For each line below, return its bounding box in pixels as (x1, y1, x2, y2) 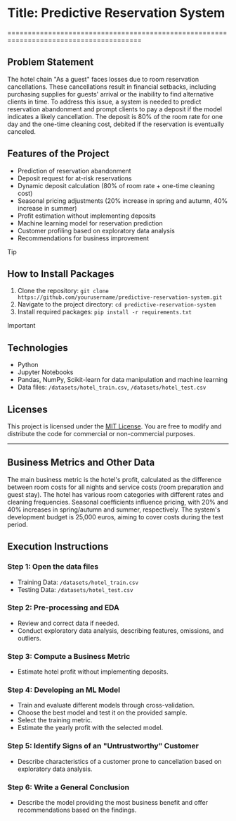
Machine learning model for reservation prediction (17, 218, 163, 227)
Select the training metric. (17, 716, 93, 724)
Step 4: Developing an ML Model (7, 685, 121, 695)
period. (7, 520, 28, 529)
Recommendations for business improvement (17, 234, 150, 242)
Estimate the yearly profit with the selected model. (17, 724, 164, 732)
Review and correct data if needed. (17, 619, 119, 627)
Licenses (7, 403, 48, 415)
